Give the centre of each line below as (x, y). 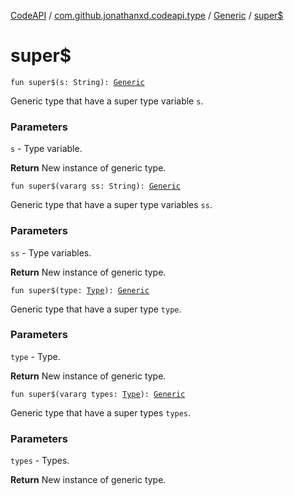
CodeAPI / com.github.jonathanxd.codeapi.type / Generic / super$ (147, 15)
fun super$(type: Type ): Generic (80, 290)
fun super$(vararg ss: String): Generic (96, 186)
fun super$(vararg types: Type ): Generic (98, 394)
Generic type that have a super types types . (101, 412)
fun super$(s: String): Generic (77, 82)
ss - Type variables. (51, 252)
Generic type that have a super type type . (96, 309)
